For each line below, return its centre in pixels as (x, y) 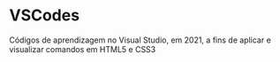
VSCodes (45, 15)
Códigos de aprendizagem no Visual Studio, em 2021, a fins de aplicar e (140, 40)
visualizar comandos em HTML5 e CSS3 (83, 49)
